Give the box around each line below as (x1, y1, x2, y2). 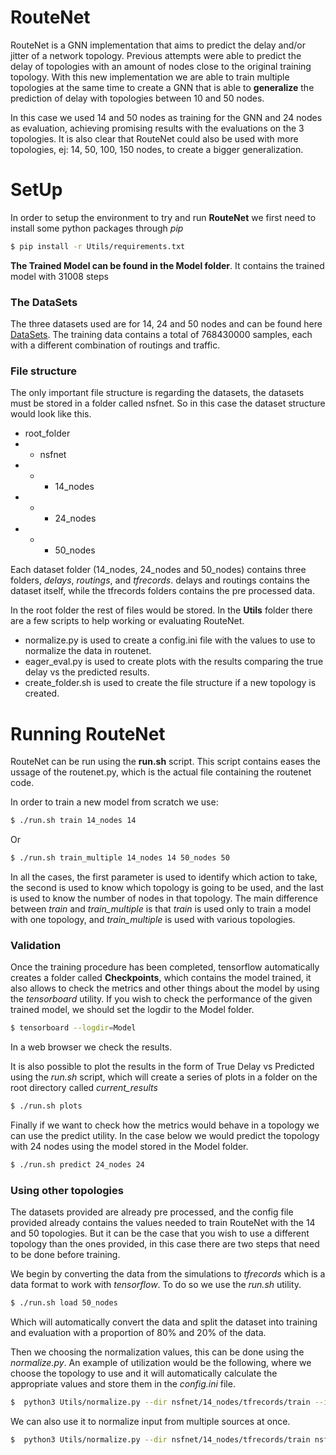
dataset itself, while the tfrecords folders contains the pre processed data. (10, 585, 315, 597)
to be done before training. (10, 1249, 121, 1261)
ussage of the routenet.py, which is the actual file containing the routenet (10, 766, 312, 778)
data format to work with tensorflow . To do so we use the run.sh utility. (10, 1279, 302, 1291)
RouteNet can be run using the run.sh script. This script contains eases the (10, 756, 321, 768)
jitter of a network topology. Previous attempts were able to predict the (10, 49, 302, 61)
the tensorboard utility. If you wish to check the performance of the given (10, 993, 313, 1005)
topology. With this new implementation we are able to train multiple (10, 71, 290, 83)
